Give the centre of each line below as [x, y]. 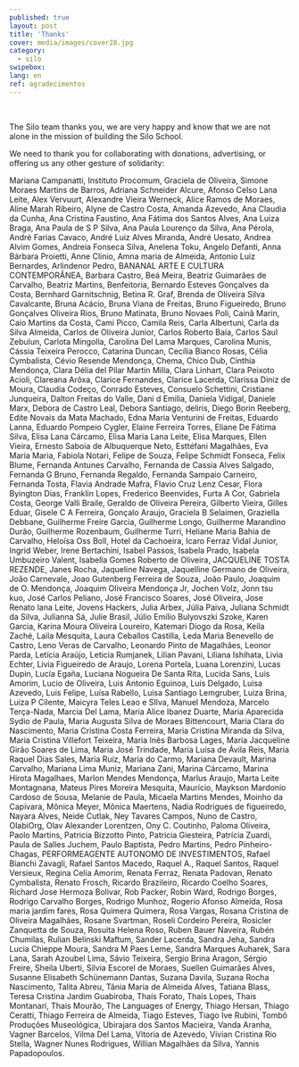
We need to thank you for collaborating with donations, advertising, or [137, 154]
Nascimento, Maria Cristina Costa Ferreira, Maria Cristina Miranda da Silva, [147, 730]
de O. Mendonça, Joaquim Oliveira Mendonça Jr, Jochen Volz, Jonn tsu [141, 588]
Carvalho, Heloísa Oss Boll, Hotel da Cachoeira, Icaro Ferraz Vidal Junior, [144, 540]
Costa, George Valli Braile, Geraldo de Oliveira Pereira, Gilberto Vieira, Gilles [149, 503]
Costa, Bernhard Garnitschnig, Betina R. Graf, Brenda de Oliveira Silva [137, 294]
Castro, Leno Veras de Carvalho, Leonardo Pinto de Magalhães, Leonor [140, 645]
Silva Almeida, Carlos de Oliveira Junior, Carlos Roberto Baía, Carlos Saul [144, 332]
